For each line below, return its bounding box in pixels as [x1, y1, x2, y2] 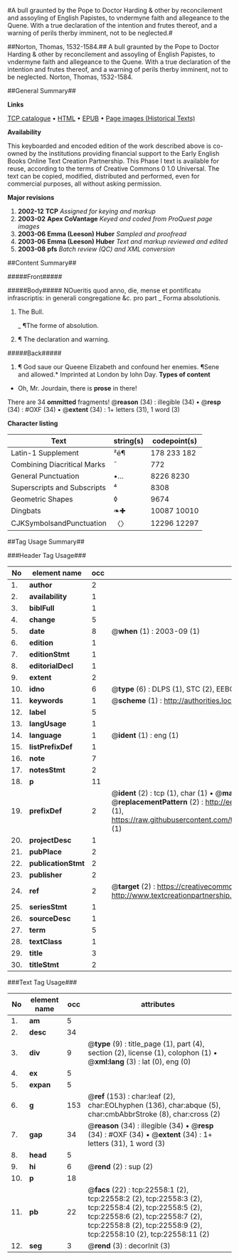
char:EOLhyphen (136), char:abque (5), [87, 1101, 221, 1110]
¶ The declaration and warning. [17, 335, 110, 344]
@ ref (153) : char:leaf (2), [87, 1091, 176, 1101]
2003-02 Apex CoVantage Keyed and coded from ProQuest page [17, 215, 213, 223]
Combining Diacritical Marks [11, 460, 105, 469]
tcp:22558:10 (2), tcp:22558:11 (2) [87, 1229, 210, 1239]
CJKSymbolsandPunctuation [11, 519, 107, 528]
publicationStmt [29, 859, 85, 868]
